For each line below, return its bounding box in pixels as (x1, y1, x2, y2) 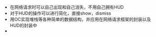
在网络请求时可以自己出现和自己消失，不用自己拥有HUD (9, 4, 124, 10)
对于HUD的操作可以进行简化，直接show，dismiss (9, 10, 111, 16)
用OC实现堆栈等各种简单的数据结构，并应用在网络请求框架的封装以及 (9, 17, 151, 22)
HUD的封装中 (9, 22, 37, 28)
